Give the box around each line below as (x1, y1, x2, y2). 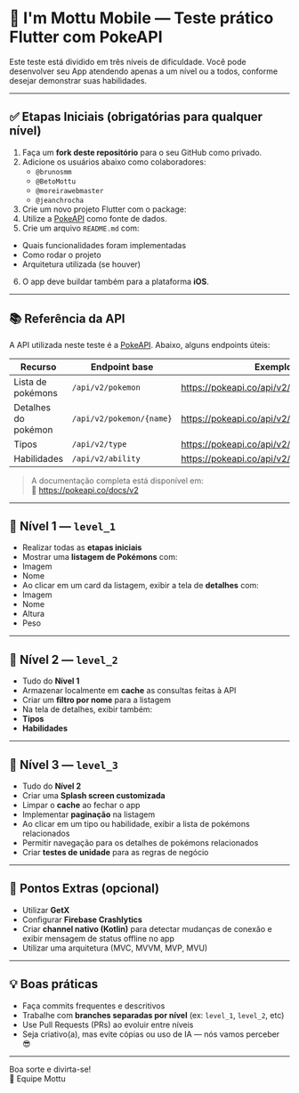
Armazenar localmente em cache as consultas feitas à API (21, 685, 237, 696)
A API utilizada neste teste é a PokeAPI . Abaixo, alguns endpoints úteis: (9, 339, 271, 350)
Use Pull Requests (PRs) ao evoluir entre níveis (21, 1019, 194, 1030)
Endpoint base (90, 360, 154, 373)
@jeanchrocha (35, 196, 85, 205)
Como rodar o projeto (21, 249, 101, 260)
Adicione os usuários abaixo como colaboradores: (21, 156, 206, 167)
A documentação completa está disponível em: (30, 475, 204, 486)
